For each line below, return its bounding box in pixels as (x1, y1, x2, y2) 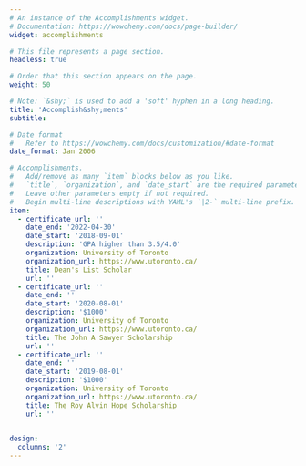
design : (9, 434, 39, 443)
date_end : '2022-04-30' (25, 223, 117, 233)
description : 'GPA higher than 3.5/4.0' (25, 240, 181, 249)
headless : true (9, 56, 67, 65)
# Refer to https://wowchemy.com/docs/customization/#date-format (9, 139, 275, 148)
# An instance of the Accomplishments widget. (9, 13, 189, 23)
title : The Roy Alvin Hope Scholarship (25, 400, 178, 410)
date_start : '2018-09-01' (25, 232, 125, 241)
